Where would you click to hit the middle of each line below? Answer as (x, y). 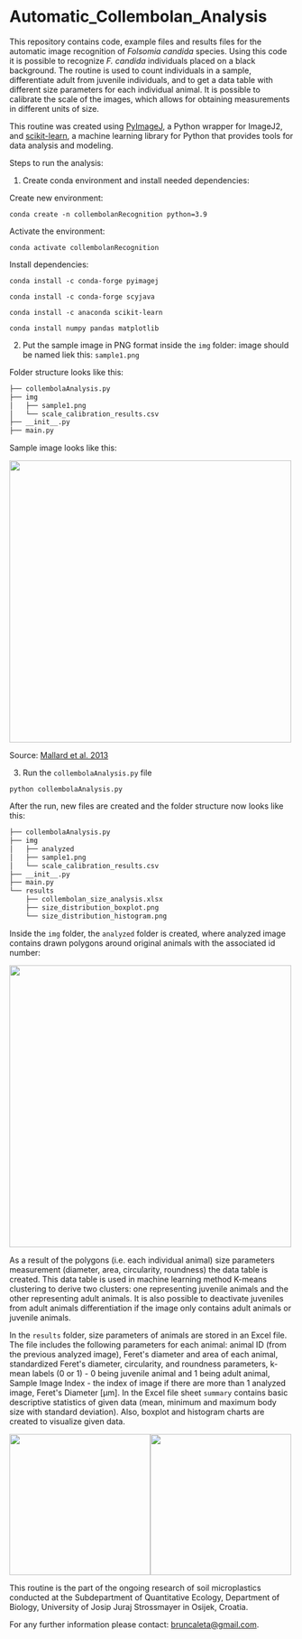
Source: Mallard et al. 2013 (59, 755)
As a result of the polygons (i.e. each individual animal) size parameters (142, 1260)
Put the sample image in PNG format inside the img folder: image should (156, 345)
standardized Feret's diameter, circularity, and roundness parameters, (139, 1364)
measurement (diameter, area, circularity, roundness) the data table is (139, 1269)
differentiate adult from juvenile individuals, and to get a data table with (141, 79)
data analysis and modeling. (62, 145)
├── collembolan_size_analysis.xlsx (95, 900)
